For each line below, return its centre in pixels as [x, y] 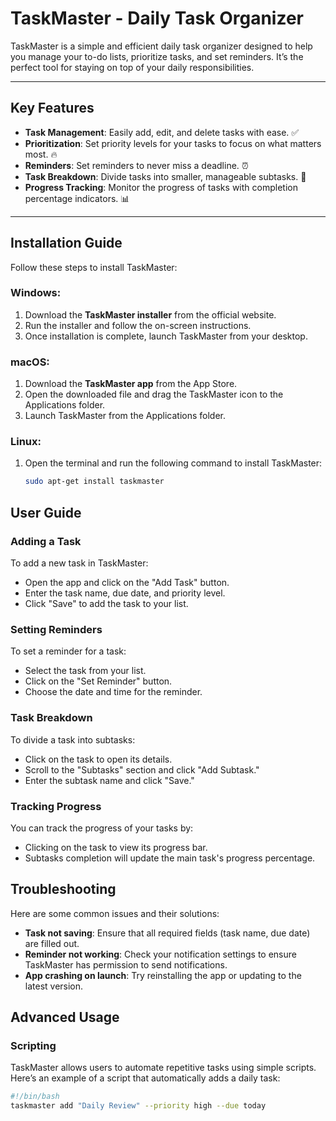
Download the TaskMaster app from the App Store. [131, 384]
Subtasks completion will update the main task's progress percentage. [170, 858]
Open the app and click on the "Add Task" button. [127, 583]
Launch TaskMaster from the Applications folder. [125, 416]
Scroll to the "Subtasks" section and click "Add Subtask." [142, 769]
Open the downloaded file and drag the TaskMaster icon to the [154, 394]
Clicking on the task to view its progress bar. [116, 847]
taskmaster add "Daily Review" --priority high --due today [138, 1106]
